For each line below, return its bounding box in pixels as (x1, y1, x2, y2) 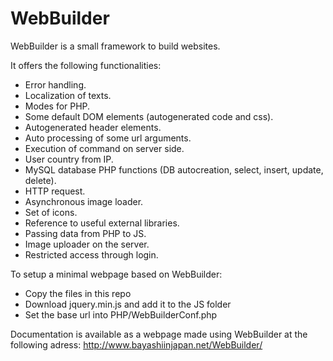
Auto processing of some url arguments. (24, 132, 192, 144)
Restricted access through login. (24, 248, 159, 261)
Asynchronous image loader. (24, 195, 144, 207)
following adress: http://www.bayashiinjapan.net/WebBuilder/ (10, 338, 263, 351)
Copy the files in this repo (24, 287, 132, 299)
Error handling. (24, 78, 87, 91)
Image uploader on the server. (24, 238, 150, 250)
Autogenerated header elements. (24, 121, 162, 133)
